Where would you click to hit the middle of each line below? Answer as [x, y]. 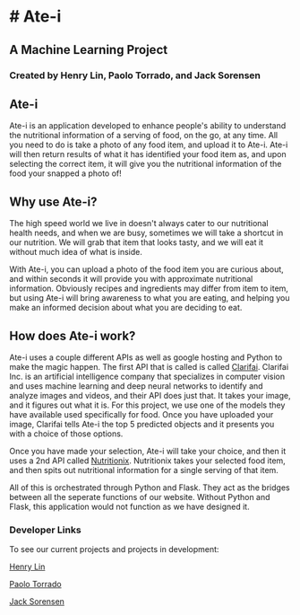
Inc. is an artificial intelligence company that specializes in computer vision [147, 376]
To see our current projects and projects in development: [114, 549]
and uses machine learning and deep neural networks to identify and [136, 386]
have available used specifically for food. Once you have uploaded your [141, 414]
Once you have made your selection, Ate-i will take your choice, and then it [148, 451]
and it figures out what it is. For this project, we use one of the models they [147, 405]
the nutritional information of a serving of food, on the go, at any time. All [144, 136]
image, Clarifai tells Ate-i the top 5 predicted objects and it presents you [142, 424]
